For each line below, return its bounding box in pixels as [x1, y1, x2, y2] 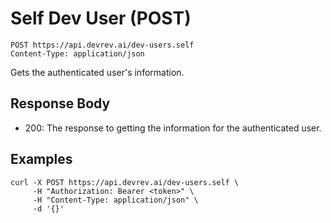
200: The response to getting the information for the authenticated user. [24, 122, 322, 134]
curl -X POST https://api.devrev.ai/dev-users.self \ [10, 177, 240, 187]
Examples [10, 151, 73, 168]
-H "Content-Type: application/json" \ [32, 195, 199, 205]
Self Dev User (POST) [10, 7, 192, 30]
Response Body [10, 95, 111, 112]
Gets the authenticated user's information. [10, 66, 185, 78]
